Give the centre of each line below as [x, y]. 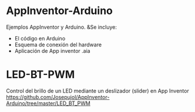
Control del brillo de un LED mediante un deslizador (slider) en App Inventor [97, 91]
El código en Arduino [40, 38]
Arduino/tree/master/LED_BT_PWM [48, 103]
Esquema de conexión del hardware [58, 45]
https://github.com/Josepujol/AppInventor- [58, 97]
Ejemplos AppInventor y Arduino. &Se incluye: [62, 27]
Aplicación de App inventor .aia [52, 50]
